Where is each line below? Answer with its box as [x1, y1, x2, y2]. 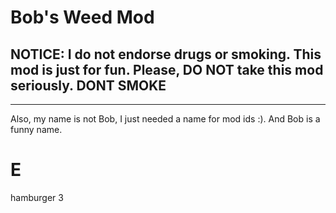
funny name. [10, 124, 63, 135]
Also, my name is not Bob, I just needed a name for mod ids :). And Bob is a [10, 113, 321, 125]
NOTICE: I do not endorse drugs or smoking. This [10, 46, 322, 63]
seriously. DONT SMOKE [10, 77, 167, 94]
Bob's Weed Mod [10, 6, 155, 29]
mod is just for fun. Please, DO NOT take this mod [10, 61, 324, 78]
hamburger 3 [10, 191, 64, 203]
